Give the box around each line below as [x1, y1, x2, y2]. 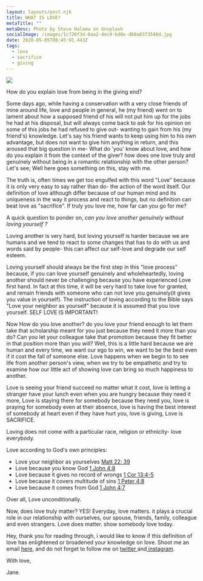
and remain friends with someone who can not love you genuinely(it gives [6, 289, 191, 296]
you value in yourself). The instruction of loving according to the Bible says [6, 296, 193, 303]
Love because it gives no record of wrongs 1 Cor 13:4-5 [15, 471, 154, 478]
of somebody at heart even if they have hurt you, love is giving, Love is [6, 409, 183, 417]
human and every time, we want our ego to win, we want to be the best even [6, 346, 198, 353]
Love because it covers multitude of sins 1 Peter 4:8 [15, 477, 145, 484]
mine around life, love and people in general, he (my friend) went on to [6, 106, 182, 113]
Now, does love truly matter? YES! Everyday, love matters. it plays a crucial [6, 507, 193, 515]
